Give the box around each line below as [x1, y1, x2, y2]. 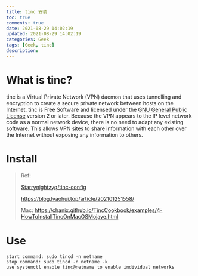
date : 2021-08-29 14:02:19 [6, 25, 73, 32]
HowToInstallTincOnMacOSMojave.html [20, 213, 119, 220]
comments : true [6, 20, 44, 26]
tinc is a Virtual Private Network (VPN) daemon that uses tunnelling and [6, 93, 182, 100]
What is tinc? [6, 73, 73, 87]
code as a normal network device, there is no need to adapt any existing [6, 118, 184, 125]
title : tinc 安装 [6, 8, 48, 15]
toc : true [6, 14, 31, 20]
